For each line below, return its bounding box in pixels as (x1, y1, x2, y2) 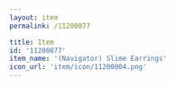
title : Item (9, 38, 54, 47)
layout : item (9, 13, 59, 22)
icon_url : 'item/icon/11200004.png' (9, 63, 147, 72)
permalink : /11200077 (9, 21, 91, 30)
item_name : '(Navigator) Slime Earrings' (9, 55, 168, 64)
